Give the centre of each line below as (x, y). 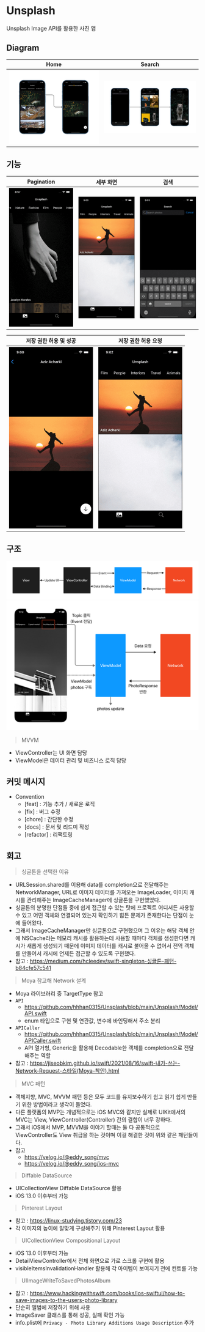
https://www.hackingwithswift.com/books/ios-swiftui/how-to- (107, 1293)
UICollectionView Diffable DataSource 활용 (68, 1188)
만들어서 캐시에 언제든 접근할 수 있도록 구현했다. (79, 953)
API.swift (35, 1013)
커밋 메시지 (26, 781)
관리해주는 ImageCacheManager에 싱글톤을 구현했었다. (94, 900)
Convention (30, 797)
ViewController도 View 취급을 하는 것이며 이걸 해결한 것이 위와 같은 (96, 1134)
